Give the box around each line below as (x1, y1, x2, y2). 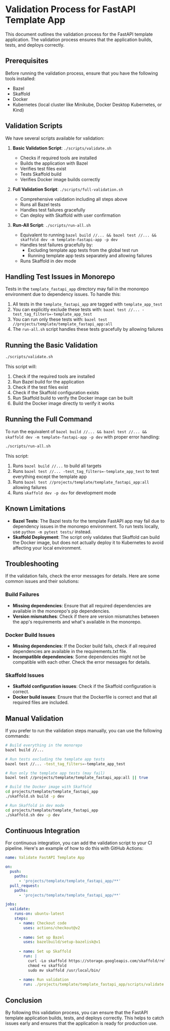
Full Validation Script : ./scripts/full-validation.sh (12, 186, 123, 192)
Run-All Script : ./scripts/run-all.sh (12, 222, 91, 228)
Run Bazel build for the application (12, 379, 84, 385)
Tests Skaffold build (20, 171, 62, 177)
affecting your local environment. (12, 544, 82, 551)
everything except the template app (12, 473, 87, 479)
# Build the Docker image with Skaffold (5, 784, 92, 789)
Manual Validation (5, 714, 64, 723)
